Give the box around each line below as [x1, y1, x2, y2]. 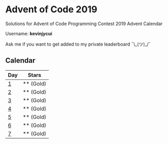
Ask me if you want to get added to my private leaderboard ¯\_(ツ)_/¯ [5, 41, 151, 47]
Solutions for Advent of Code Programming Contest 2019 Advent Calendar [5, 20, 163, 27]
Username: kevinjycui [5, 30, 52, 36]
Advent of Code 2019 [5, 4, 98, 15]
